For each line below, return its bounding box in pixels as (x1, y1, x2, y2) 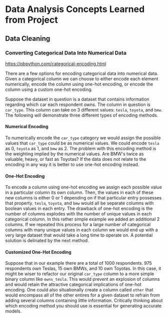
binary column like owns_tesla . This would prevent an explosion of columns (5, 276, 160, 282)
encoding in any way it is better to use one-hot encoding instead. (5, 162, 139, 168)
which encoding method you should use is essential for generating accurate (5, 303, 161, 309)
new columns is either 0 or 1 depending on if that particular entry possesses (5, 195, 162, 201)
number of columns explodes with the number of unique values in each (5, 211, 152, 217)
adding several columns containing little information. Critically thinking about (5, 297, 163, 303)
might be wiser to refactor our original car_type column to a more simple (5, 271, 154, 277)
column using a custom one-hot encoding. (5, 86, 93, 92)
